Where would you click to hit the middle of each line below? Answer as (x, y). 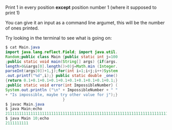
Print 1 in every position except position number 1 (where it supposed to (81, 7)
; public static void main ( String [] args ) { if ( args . (61, 61)
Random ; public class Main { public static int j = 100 (61, 57)
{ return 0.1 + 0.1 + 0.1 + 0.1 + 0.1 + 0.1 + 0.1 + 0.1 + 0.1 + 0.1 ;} (62, 81)
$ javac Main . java (25, 104)
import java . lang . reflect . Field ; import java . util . (61, 52)
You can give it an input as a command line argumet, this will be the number (85, 23)
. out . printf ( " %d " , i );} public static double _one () (61, 76)
